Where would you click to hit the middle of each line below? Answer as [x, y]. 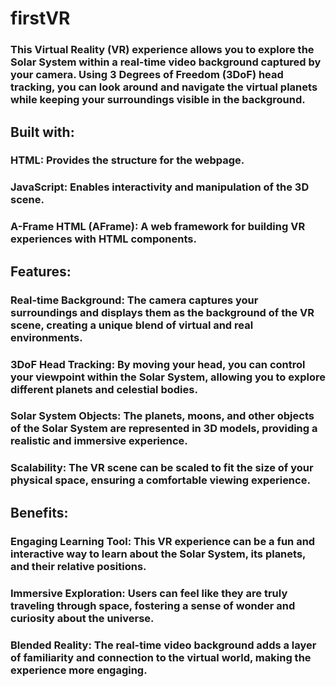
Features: [41, 271]
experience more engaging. [79, 670]
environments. [46, 337]
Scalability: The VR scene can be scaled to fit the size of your [162, 468]
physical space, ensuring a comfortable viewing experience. [160, 480]
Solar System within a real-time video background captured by [166, 62]
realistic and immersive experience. [99, 441]
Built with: [42, 132]
